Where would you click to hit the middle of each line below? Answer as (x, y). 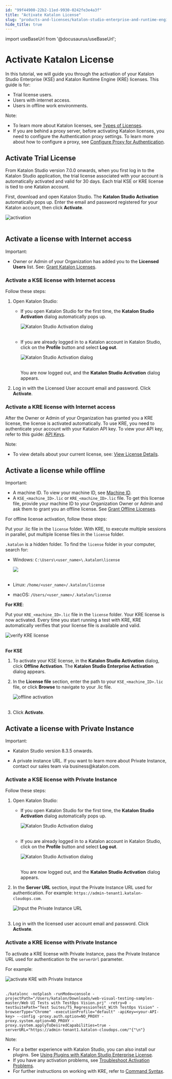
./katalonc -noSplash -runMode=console (48, 994)
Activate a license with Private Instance (70, 728)
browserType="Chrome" (28, 1012)
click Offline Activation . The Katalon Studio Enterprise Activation (83, 666)
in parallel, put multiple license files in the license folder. (65, 535)
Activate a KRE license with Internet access (60, 407)
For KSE (14, 651)
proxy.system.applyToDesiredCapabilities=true (56, 1025)
